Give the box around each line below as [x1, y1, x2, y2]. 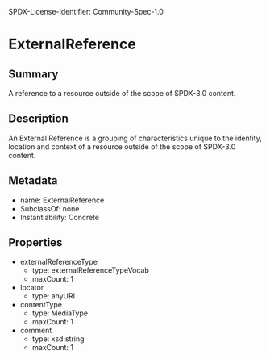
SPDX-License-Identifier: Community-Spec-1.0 [8, 7, 164, 16]
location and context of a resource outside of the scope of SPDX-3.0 [8, 141, 236, 152]
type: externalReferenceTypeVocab [31, 265, 149, 275]
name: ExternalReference [19, 195, 105, 205]
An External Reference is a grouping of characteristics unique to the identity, [8, 133, 262, 143]
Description [8, 112, 69, 126]
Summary [8, 67, 59, 81]
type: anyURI [31, 291, 76, 301]
